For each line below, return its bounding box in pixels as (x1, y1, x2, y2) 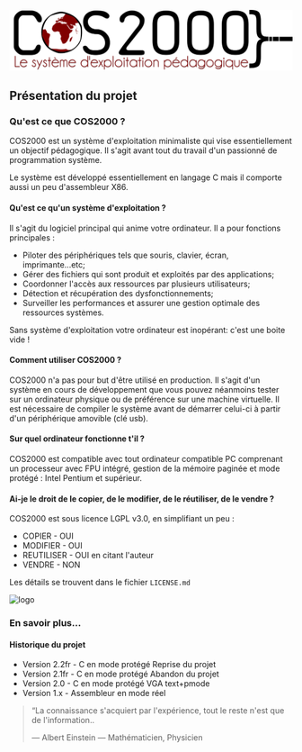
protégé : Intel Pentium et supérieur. (9, 473, 142, 484)
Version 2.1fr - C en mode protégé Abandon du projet (22, 668, 220, 680)
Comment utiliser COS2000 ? (9, 355, 122, 366)
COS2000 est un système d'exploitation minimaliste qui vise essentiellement (9, 136, 292, 147)
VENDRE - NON (22, 559, 81, 570)
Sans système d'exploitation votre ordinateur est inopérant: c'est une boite (9, 324, 286, 335)
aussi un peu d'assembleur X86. (9, 182, 129, 193)
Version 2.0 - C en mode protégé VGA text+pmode (22, 678, 210, 689)
